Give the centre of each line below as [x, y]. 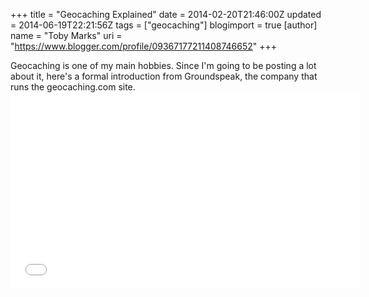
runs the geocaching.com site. [73, 87]
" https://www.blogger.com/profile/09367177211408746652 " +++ [144, 46]
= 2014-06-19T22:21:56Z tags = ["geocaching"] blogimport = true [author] [164, 25]
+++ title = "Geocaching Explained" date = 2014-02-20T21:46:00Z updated [166, 14]
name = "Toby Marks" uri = [66, 35]
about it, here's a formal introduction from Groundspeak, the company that [164, 76]
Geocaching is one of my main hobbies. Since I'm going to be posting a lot [163, 65]
